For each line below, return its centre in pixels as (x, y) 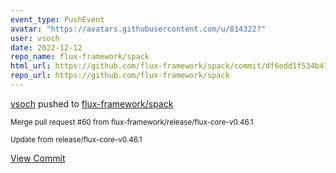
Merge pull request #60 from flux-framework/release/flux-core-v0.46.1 (132, 122)
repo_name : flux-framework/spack (80, 57)
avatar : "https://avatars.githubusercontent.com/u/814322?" (138, 29)
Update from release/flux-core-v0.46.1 (76, 139)
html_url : (31, 66)
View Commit (38, 158)
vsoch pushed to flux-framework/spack (92, 103)
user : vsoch (35, 38)
